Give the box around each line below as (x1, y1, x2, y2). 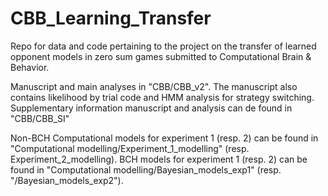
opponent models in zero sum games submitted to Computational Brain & (10, 50, 312, 62)
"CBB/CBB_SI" (10, 112, 70, 124)
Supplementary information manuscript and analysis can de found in (10, 102, 293, 114)
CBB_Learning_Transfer (10, 7, 212, 30)
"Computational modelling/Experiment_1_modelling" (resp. (10, 142, 250, 154)
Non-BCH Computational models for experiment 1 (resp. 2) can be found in (10, 132, 319, 144)
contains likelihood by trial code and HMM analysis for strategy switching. (10, 91, 315, 103)
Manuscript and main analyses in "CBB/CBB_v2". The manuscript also (10, 80, 298, 92)
